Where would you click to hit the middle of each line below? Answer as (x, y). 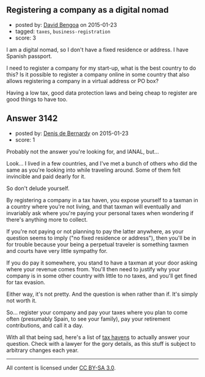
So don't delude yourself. (38, 188)
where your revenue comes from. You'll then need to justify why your (93, 269)
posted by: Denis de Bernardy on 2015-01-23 (72, 133)
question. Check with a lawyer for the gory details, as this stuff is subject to (101, 343)
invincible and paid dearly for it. (46, 176)
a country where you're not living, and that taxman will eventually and (94, 207)
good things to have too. (37, 99)
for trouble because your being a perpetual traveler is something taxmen (98, 244)
